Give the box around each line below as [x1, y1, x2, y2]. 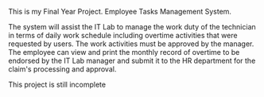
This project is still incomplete [8, 80, 106, 89]
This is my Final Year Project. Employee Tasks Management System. [8, 7, 232, 16]
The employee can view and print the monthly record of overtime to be [8, 48, 240, 56]
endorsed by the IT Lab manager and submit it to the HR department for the [8, 56, 256, 65]
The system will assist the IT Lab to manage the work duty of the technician [8, 22, 256, 31]
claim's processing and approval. [8, 64, 117, 74]
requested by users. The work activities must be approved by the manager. [8, 39, 254, 48]
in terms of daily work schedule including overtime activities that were [8, 31, 238, 40]
